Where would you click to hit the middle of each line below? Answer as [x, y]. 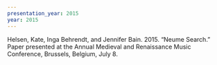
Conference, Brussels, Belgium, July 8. [62, 54]
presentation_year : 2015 [43, 13]
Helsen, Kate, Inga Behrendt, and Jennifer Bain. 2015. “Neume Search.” [109, 39]
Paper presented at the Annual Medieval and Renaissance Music [99, 47]
